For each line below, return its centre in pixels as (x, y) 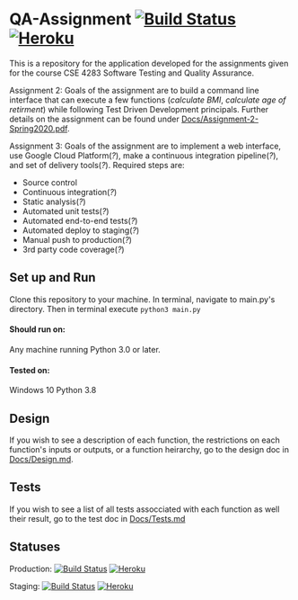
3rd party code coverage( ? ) (73, 249)
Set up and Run (53, 278)
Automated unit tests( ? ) (66, 210)
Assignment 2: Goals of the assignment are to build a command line (135, 90)
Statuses (35, 547)
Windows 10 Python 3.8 (53, 390)
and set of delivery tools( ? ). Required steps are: (97, 165)
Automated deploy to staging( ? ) (81, 230)
